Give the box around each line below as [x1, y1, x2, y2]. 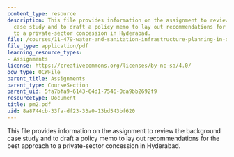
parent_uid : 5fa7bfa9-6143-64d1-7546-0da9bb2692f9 [7, 88, 157, 95]
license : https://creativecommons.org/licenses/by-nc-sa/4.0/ [7, 62, 192, 69]
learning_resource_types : [7, 50, 82, 57]
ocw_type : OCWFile [7, 68, 61, 75]
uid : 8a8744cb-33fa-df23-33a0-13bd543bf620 [7, 107, 136, 114]
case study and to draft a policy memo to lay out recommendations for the [7, 134, 220, 142]
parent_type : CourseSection [7, 82, 89, 89]
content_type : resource [7, 10, 77, 17]
